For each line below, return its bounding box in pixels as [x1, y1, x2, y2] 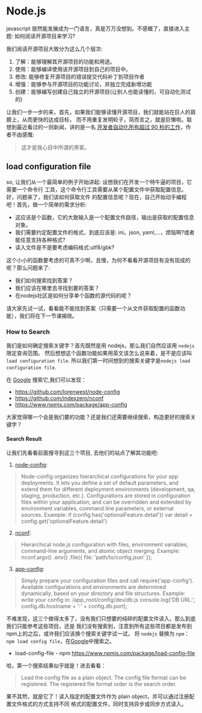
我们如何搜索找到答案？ [14, 277, 73, 284]
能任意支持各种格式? [14, 236, 66, 243]
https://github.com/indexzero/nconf [14, 395, 104, 402]
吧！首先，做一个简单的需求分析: [6, 200, 87, 208]
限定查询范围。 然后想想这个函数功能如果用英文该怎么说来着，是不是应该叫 [6, 350, 192, 357]
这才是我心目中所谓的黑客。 [20, 143, 90, 151]
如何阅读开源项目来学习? [14, 32, 76, 40]
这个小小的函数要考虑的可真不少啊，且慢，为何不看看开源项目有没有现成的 [6, 256, 191, 264]
